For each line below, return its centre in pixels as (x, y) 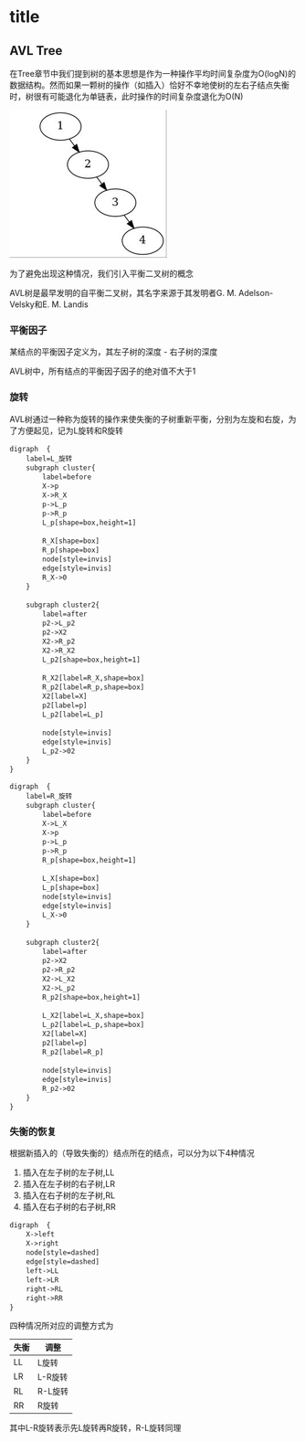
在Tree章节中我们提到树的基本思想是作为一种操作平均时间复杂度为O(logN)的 (153, 74)
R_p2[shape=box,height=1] (92, 997)
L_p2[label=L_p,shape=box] (94, 1024)
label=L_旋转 (49, 459)
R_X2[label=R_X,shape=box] (94, 678)
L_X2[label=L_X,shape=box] (94, 1015)
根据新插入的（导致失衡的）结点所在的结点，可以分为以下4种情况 (132, 1152)
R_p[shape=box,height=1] (89, 860)
